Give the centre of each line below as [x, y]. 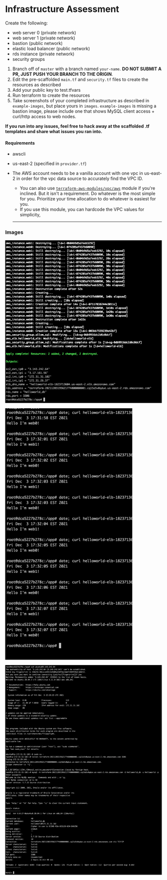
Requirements [20, 143]
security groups [29, 59]
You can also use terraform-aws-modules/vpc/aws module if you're [87, 188]
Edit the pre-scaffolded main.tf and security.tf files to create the [80, 79]
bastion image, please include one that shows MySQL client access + [83, 111]
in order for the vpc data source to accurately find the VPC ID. [80, 178]
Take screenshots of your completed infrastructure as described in [81, 100]
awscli [19, 154]
